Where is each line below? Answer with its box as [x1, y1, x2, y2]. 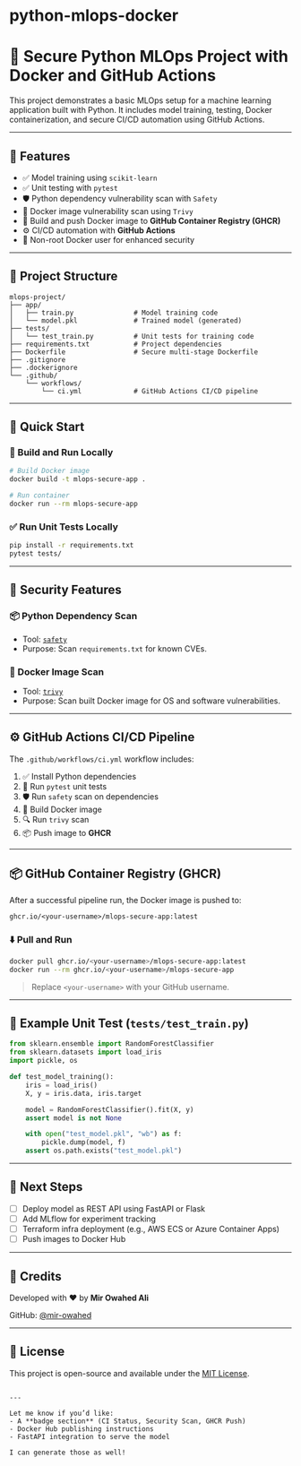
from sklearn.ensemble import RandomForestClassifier [9, 1039, 215, 1048]
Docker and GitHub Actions [9, 65, 217, 86]
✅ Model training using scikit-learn [21, 172, 159, 183]
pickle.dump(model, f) [41, 1138, 126, 1147]
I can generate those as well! [9, 1448, 126, 1457]
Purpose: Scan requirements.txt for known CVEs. [21, 642, 208, 654]
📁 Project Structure [9, 269, 118, 284]
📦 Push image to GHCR [21, 827, 112, 838]
